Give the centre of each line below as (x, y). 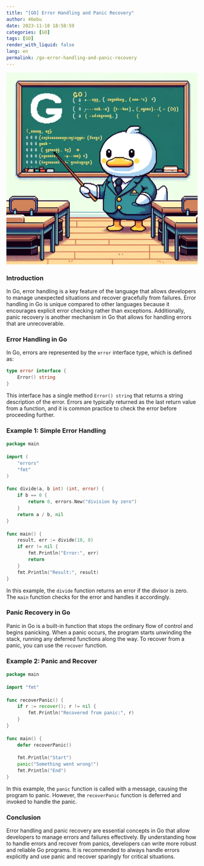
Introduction (25, 278)
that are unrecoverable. (36, 324)
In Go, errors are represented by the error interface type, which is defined (99, 352)
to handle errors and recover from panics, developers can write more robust (101, 843)
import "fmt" (23, 687)
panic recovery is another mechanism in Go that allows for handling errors (99, 317)
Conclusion (24, 817)
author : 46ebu (24, 19)
